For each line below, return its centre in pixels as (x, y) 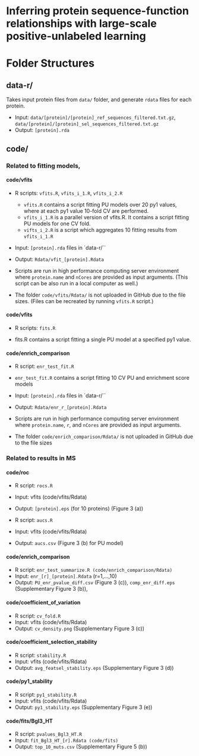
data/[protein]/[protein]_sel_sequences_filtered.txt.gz (87, 124)
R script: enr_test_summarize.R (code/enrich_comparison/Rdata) (94, 570)
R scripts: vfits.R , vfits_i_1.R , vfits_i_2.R (69, 193)
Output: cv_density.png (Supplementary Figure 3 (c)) (79, 628)
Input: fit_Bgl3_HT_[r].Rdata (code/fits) (67, 741)
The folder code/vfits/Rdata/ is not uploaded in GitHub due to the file (100, 295)
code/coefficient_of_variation (43, 603)
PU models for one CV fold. (57, 223)
